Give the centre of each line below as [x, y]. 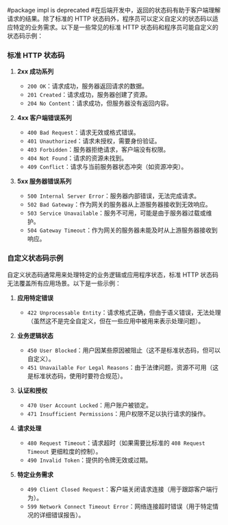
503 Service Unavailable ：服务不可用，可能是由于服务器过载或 [117, 213]
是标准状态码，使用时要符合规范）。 [77, 375]
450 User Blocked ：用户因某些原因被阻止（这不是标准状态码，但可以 [124, 350]
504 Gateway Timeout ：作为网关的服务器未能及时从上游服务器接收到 [122, 230]
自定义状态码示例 [35, 258]
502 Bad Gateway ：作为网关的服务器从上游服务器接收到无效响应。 [119, 205]
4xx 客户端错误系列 [44, 118]
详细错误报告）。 [62, 515]
